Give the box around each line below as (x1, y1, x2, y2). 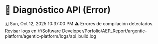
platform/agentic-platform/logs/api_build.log (5, 33, 96, 39)
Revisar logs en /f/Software (5, 28, 61, 34)
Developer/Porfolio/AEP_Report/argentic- (62, 28, 147, 34)
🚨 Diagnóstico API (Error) (5, 4, 111, 16)
